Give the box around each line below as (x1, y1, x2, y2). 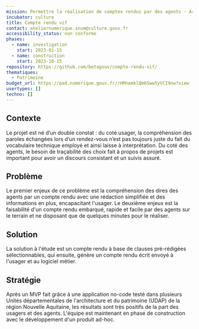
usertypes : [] (6, 86, 41, 92)
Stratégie (6, 275, 41, 285)
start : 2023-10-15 (17, 58, 62, 64)
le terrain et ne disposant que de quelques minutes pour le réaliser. (6, 212, 170, 219)
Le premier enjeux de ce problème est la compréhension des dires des (6, 187, 179, 194)
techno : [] (6, 91, 33, 97)
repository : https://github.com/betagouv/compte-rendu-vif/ (6, 63, 158, 70)
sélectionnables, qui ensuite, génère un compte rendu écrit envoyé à (6, 251, 174, 258)
